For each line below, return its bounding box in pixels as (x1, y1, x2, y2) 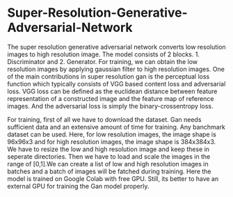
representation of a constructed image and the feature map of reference (7, 94, 214, 102)
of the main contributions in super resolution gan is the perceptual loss (7, 72, 210, 81)
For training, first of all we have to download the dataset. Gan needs (7, 115, 202, 123)
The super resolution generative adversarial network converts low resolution (7, 42, 226, 51)
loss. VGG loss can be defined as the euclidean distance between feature (7, 87, 218, 95)
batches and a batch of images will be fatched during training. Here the (7, 167, 211, 175)
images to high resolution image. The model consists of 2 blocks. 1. (7, 50, 200, 58)
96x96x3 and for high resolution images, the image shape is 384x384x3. (7, 137, 216, 145)
